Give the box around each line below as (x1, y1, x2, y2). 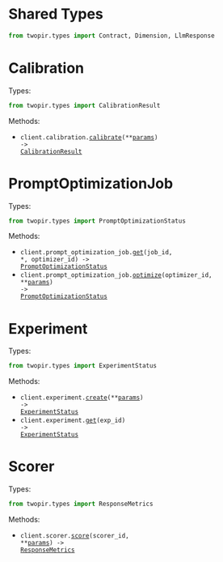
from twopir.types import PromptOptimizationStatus (8, 216, 186, 225)
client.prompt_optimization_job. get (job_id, (19, 249, 173, 257)
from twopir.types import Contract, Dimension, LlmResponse (8, 32, 216, 40)
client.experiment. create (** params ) (19, 394, 144, 402)
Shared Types (8, 5, 103, 23)
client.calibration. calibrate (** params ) (19, 133, 158, 142)
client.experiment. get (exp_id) (19, 416, 126, 425)
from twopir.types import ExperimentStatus (8, 362, 158, 370)
